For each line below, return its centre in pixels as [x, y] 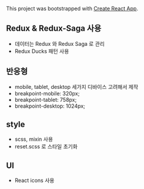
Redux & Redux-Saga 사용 [54, 29]
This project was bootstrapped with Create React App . [72, 9]
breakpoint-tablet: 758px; [45, 100]
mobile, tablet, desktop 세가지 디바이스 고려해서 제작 [76, 87]
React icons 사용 [35, 180]
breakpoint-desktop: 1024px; [50, 106]
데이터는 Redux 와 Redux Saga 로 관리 [60, 44]
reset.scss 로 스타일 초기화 [46, 147]
